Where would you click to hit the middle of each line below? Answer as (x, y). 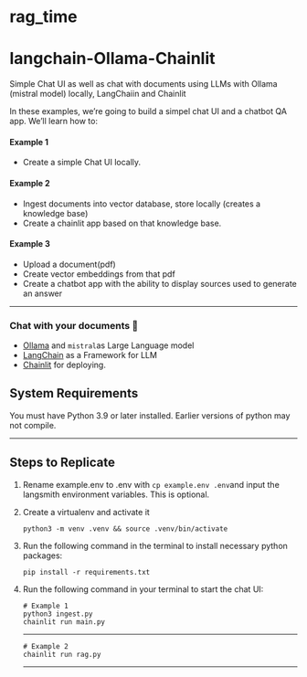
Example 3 (30, 244)
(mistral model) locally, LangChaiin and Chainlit (98, 94)
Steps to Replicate (63, 463)
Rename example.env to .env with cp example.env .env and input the (151, 484)
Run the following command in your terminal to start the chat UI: (143, 589)
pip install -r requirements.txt (86, 572)
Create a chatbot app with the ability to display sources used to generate (159, 283)
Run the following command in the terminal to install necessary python (155, 545)
